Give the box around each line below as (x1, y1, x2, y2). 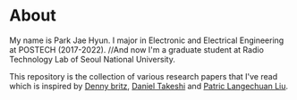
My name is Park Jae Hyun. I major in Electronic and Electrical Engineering (9, 35, 284, 46)
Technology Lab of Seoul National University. (9, 54, 176, 64)
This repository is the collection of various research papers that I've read (9, 71, 278, 81)
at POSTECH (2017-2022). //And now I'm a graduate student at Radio (9, 44, 264, 54)
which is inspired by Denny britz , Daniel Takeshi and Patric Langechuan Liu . (9, 80, 289, 91)
